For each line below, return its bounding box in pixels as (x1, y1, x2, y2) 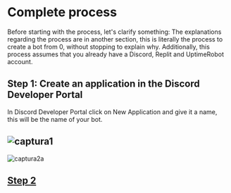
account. (7, 57, 33, 66)
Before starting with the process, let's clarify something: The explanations (7, 27, 222, 36)
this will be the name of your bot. (7, 115, 103, 123)
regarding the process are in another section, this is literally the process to (7, 35, 223, 43)
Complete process (7, 4, 118, 20)
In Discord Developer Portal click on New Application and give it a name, (7, 107, 218, 116)
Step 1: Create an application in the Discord (7, 78, 200, 90)
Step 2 (7, 174, 37, 187)
